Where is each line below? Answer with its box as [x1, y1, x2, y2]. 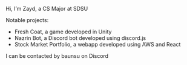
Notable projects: [5, 17, 49, 23]
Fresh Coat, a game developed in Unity [14, 28, 112, 35]
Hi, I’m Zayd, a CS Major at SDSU [5, 5, 88, 12]
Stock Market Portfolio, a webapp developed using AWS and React [14, 41, 181, 48]
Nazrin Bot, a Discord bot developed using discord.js [14, 35, 146, 41]
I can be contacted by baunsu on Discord [5, 52, 109, 59]
